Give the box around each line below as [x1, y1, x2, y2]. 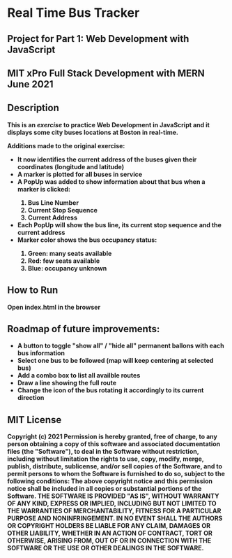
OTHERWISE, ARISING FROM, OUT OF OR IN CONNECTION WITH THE [7, 536, 212, 545]
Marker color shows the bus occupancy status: [17, 236, 157, 244]
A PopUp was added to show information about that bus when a [17, 177, 206, 186]
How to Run [7, 285, 59, 296]
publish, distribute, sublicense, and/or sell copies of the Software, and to [7, 462, 223, 471]
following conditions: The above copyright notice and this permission [7, 477, 213, 485]
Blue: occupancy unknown [27, 264, 107, 272]
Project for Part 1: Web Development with [7, 33, 190, 45]
